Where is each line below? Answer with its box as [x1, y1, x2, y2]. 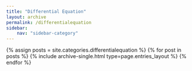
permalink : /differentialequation [6, 19, 92, 25]
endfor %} [6, 59, 32, 66]
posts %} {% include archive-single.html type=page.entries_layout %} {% [6, 53, 187, 60]
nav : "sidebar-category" [17, 31, 78, 36]
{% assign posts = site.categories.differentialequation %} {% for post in [6, 46, 182, 53]
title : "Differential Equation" [6, 8, 86, 15]
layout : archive [6, 14, 46, 20]
